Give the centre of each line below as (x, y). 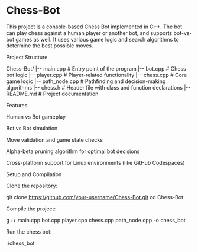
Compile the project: (31, 209)
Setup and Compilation (34, 174)
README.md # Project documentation (52, 94)
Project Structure (27, 57)
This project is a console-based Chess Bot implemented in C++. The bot (94, 27)
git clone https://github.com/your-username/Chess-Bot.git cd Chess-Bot (95, 197)
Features (17, 105)
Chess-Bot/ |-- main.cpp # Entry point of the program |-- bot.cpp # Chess (96, 68)
